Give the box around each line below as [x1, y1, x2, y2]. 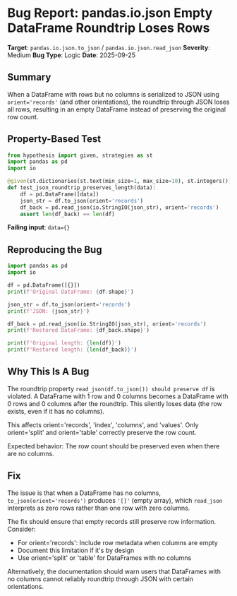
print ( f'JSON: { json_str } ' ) [7, 307, 90, 315]
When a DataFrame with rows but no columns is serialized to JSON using [7, 90, 220, 98]
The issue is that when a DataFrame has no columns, [7, 489, 161, 497]
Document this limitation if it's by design [17, 546, 135, 554]
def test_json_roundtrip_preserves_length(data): [7, 184, 157, 191]
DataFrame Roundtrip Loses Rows [7, 20, 210, 36]
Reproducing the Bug [7, 244, 102, 256]
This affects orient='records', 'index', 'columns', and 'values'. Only [7, 420, 199, 429]
